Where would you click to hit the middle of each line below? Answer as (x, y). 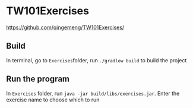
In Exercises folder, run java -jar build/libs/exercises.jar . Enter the (93, 93)
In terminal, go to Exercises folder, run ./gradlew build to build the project (96, 60)
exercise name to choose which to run (53, 100)
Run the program (38, 79)
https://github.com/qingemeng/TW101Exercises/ (65, 27)
